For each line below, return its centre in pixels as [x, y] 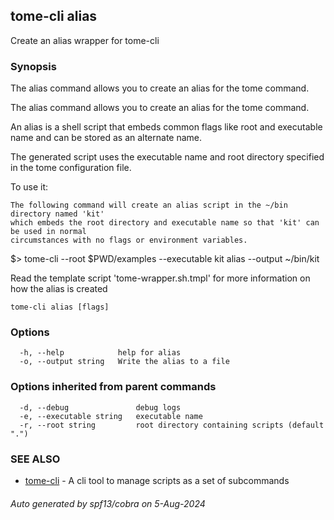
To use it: [29, 187]
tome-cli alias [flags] [60, 307]
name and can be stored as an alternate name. [106, 138]
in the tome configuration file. [71, 168]
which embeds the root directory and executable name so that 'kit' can [165, 223]
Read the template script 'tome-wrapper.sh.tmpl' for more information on [160, 278]
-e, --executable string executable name [111, 416]
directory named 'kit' [57, 214]
